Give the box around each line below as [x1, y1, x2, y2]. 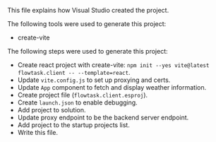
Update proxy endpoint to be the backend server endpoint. [17, 113, 189, 122]
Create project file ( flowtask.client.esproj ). [17, 91, 148, 99]
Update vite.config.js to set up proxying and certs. [17, 76, 171, 84]
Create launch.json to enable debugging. [17, 98, 138, 107]
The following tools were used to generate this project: [7, 20, 167, 28]
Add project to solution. [17, 106, 86, 114]
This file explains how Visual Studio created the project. [7, 6, 169, 14]
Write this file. [17, 129, 59, 136]
